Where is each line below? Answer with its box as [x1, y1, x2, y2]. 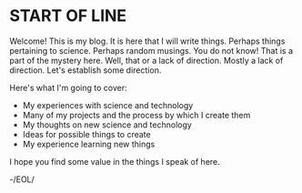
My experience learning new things [22, 138, 156, 149]
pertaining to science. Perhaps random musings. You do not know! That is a [9, 45, 294, 56]
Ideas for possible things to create [22, 128, 152, 139]
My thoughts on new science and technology [22, 119, 193, 130]
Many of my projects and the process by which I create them [22, 109, 251, 120]
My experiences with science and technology [22, 99, 194, 110]
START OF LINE [9, 5, 127, 26]
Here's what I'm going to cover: [9, 82, 127, 93]
